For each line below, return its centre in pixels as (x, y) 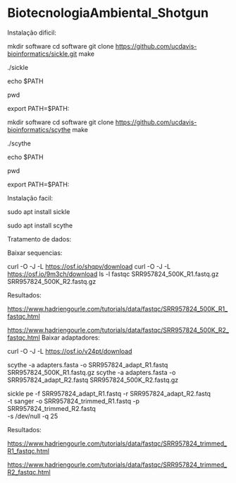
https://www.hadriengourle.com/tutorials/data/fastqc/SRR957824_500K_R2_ (118, 330)
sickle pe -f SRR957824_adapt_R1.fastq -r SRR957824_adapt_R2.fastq (109, 393)
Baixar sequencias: (35, 253)
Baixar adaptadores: (70, 338)
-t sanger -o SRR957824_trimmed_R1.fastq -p (73, 401)
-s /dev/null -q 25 (33, 416)
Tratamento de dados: (39, 239)
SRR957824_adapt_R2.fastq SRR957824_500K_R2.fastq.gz (93, 380)
